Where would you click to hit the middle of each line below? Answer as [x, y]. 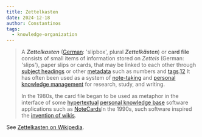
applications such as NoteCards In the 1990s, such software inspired [106, 109]
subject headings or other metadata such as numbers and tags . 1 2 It [106, 71]
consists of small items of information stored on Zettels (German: [103, 58]
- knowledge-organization [45, 35]
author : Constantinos [34, 23]
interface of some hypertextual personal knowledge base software [105, 103]
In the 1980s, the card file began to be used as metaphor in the [100, 96]
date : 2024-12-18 [28, 18]
